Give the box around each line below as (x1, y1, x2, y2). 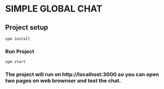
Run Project (5, 48, 34, 55)
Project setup (5, 23, 49, 32)
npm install (5, 36, 30, 41)
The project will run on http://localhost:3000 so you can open (5, 71, 159, 78)
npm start (5, 59, 26, 64)
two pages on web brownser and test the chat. (5, 77, 121, 84)
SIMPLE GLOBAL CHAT (5, 3, 103, 15)
